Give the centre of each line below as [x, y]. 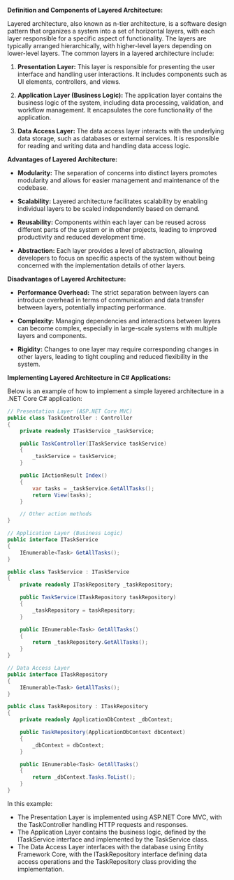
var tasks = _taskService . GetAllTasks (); [94, 488]
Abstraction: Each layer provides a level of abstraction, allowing [110, 250]
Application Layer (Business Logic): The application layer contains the [119, 95]
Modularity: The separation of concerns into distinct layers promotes [117, 173]
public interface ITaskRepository [58, 674]
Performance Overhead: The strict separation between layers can [113, 292]
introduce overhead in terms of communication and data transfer [111, 300]
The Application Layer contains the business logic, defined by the [111, 832]
